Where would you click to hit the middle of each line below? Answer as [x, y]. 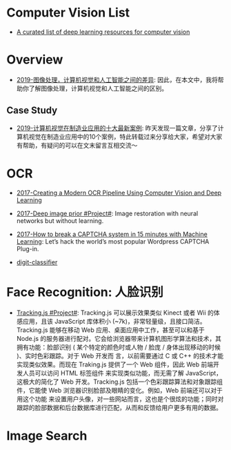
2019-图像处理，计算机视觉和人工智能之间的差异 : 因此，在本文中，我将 [117, 79]
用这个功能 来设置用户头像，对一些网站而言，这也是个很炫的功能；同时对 [120, 399]
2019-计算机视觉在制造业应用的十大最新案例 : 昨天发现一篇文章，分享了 [117, 128]
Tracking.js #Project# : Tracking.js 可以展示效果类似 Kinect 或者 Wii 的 [115, 313]
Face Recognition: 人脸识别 [85, 292]
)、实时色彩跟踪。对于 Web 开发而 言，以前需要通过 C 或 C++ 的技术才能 [120, 355]
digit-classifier [37, 262]
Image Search [47, 436]
